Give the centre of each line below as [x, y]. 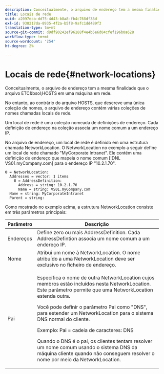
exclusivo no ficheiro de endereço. [76, 264]
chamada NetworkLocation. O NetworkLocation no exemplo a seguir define [81, 148]
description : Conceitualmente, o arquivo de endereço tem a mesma [74, 10]
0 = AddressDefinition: [38, 181]
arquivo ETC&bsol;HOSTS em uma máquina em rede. [58, 93]
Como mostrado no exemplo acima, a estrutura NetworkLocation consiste [79, 207]
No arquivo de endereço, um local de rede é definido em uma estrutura [76, 142]
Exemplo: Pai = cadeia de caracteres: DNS [85, 330]
